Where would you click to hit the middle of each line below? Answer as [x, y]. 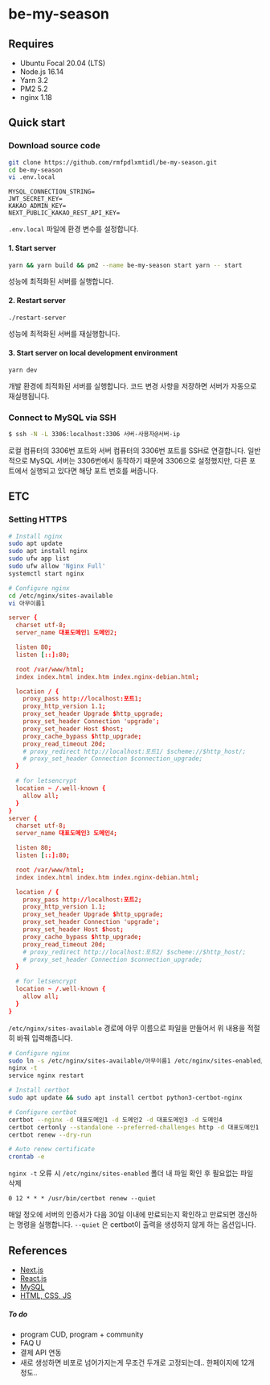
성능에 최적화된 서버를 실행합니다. [61, 281]
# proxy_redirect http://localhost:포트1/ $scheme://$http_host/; [135, 751]
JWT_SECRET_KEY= [35, 199]
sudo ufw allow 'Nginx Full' [57, 566]
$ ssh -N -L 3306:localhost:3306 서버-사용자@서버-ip [94, 434]
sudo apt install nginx [48, 551]
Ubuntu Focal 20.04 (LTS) [63, 63]
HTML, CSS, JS [45, 1296]
